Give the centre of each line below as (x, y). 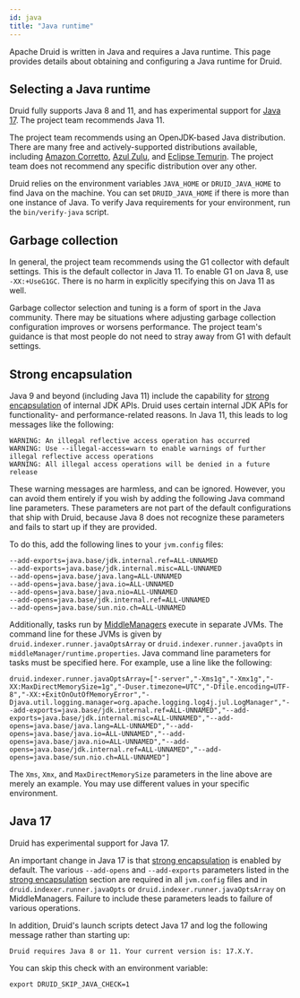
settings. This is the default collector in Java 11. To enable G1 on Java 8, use (149, 272)
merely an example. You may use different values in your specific (129, 783)
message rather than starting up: (70, 934)
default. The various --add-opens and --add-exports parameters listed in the (149, 870)
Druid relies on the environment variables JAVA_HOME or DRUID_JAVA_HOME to (145, 184)
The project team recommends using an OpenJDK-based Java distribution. (147, 138)
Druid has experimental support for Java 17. (90, 843)
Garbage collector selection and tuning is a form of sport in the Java (135, 308)
